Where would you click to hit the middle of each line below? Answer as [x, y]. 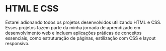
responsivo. [17, 43]
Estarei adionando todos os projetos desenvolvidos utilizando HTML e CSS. [84, 22]
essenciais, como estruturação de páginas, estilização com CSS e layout [80, 38]
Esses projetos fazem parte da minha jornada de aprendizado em [73, 27]
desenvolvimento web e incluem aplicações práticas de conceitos [73, 33]
